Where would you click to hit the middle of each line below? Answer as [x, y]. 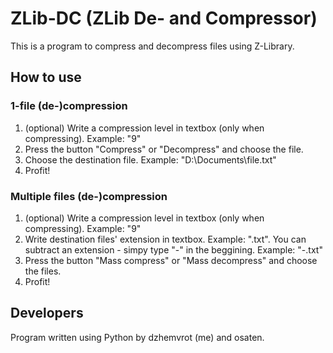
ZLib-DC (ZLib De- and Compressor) [164, 18]
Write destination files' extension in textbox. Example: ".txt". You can [165, 239]
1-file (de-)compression [69, 106]
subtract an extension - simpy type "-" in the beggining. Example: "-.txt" [173, 249]
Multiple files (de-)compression [89, 196]
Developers [47, 313]
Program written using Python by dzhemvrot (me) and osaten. [137, 337]
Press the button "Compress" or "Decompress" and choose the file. [164, 149]
